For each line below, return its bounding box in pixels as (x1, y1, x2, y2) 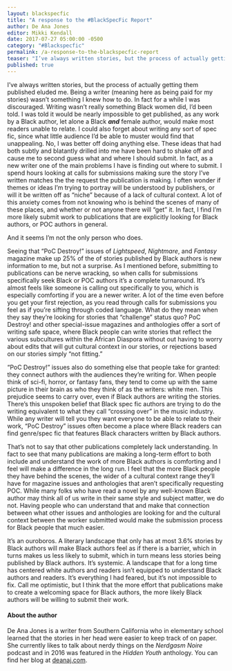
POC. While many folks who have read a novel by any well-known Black (7, 486, 211, 495)
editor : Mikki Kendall (7, 29, 72, 37)
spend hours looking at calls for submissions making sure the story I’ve (7, 169, 210, 177)
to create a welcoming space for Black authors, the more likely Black (7, 588, 202, 596)
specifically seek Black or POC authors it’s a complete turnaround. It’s (7, 276, 206, 284)
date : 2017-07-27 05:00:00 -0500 (7, 36, 104, 43)
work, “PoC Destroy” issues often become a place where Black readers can (7, 422, 222, 430)
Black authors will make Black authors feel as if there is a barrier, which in (7, 544, 217, 552)
